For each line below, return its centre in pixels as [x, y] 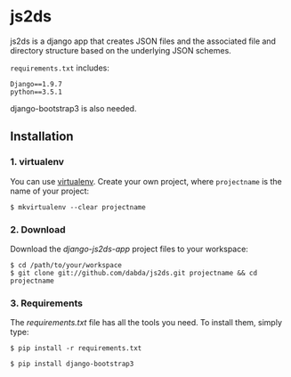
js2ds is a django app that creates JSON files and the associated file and [143, 41]
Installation [42, 137]
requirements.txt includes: [60, 68]
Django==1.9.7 [36, 84]
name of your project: [50, 191]
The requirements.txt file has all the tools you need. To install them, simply [146, 323]
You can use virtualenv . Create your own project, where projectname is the [146, 181]
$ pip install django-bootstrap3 [72, 364]
